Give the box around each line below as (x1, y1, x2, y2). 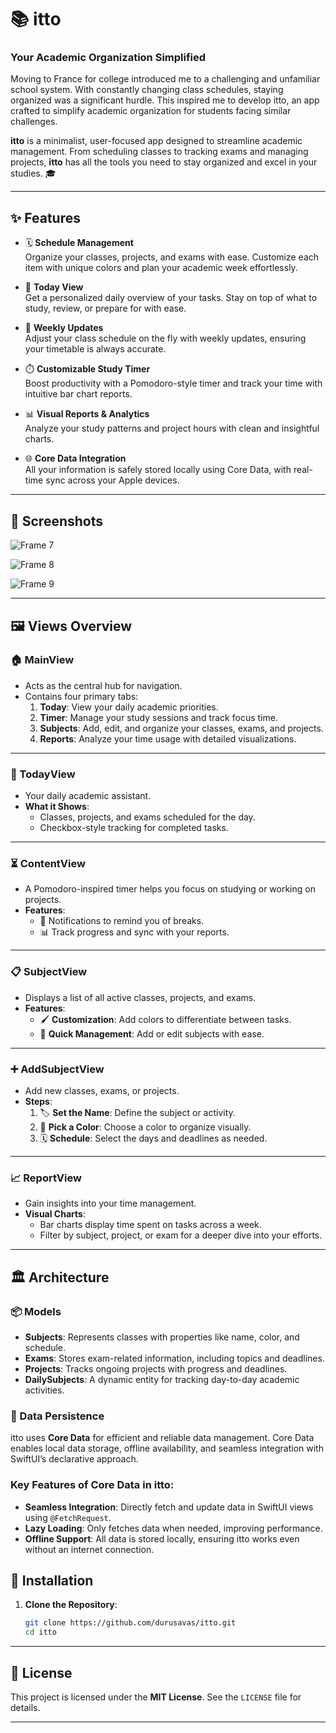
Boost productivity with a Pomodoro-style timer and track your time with (24, 377, 323, 390)
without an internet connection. (24, 1543, 155, 1555)
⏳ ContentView (10, 857, 86, 871)
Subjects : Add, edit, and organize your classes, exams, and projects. (39, 722, 324, 734)
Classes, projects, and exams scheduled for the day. (39, 811, 256, 823)
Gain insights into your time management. (24, 1197, 197, 1210)
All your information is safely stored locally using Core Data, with (24, 464, 292, 476)
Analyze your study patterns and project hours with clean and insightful (24, 422, 320, 435)
